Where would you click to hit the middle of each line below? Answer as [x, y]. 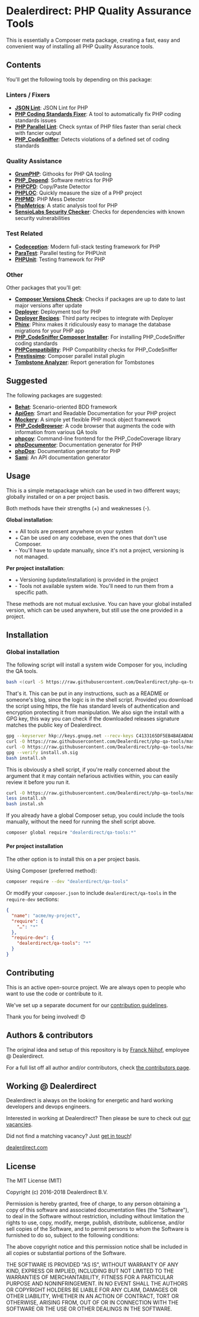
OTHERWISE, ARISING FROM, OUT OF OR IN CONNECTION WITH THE [92, 1303]
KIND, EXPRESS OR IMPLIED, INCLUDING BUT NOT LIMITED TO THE [90, 1271]
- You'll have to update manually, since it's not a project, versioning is [99, 550]
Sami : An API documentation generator [62, 457]
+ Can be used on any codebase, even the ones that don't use [91, 538]
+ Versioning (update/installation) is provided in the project [86, 579]
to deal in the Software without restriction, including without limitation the [95, 1217]
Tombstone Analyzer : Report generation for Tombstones [84, 362]
